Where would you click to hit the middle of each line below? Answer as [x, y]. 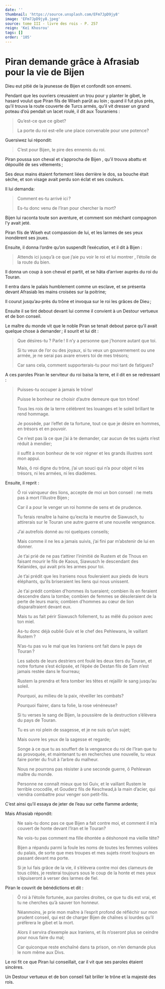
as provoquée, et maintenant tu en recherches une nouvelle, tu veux [86, 754]
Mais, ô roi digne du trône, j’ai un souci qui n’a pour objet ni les [81, 468]
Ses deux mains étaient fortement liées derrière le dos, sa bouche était [77, 174]
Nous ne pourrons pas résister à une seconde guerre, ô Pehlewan [84, 769]
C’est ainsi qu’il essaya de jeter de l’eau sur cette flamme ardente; [72, 804]
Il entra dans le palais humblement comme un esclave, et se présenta [75, 286]
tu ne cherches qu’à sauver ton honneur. [58, 902]
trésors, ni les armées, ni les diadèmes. [57, 473]
